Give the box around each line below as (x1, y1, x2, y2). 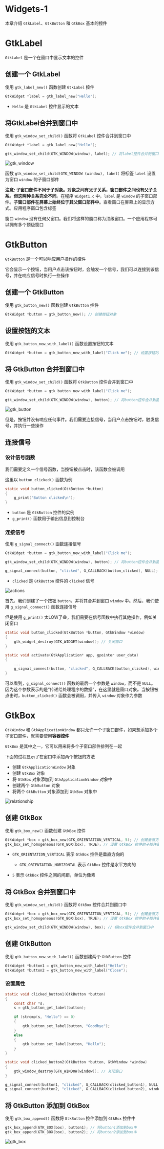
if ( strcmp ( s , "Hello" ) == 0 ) (14, 1014, 76, 1019)
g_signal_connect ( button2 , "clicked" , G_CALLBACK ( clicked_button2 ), (5, 1087, 147, 1092)
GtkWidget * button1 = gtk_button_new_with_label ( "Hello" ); (5, 963, 128, 968)
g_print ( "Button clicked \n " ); (14, 496, 76, 500)
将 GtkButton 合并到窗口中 (5, 365, 85, 373)
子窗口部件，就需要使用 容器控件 (5, 733, 69, 739)
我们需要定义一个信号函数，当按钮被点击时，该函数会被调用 (5, 466, 125, 472)
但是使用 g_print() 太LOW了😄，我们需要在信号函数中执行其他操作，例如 (5, 614, 153, 620)
